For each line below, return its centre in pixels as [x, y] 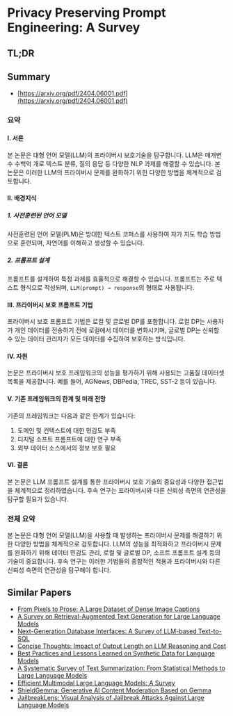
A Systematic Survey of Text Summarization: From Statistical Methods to [121, 668]
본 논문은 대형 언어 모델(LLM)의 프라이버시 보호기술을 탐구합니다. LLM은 [105, 155]
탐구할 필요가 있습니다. [38, 499]
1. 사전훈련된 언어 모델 [37, 215]
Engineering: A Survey [74, 27]
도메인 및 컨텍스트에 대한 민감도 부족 [66, 430]
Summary [29, 77]
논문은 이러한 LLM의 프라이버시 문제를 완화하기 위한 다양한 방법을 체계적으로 [111, 172]
